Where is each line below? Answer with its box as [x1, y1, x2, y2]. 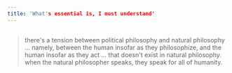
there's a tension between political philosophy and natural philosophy [24, 36, 226, 44]
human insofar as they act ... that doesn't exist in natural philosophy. [24, 51, 222, 59]
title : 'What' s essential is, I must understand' [7, 10, 156, 17]
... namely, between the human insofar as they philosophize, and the [24, 43, 222, 52]
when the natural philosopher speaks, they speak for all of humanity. [24, 58, 223, 67]
